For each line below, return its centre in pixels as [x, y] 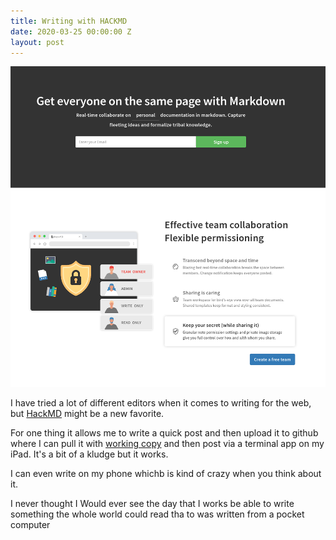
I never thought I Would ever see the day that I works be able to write [152, 504]
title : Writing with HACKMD [69, 21]
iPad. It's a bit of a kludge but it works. [89, 454]
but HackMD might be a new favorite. [87, 414]
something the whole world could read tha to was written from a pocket [157, 514]
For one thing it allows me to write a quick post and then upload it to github [164, 433]
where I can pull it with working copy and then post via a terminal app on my [167, 444]
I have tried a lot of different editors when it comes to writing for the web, [161, 403]
